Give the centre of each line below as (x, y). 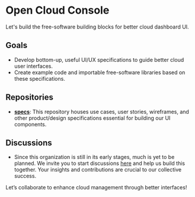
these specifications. (40, 78)
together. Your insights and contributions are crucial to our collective (98, 170)
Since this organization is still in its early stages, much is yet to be (94, 157)
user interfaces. (33, 66)
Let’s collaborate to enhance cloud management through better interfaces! (96, 188)
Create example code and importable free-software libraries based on (100, 72)
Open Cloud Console (57, 10)
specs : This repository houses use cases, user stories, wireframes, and (101, 112)
